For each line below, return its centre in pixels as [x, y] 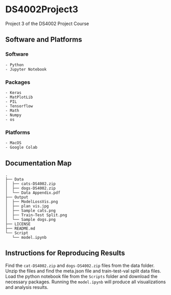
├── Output [17, 197]
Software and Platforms [44, 40]
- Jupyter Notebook [26, 69]
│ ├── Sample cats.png [31, 211]
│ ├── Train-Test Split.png [36, 215]
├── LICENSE [18, 224]
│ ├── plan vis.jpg [27, 206]
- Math [12, 110]
